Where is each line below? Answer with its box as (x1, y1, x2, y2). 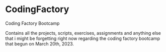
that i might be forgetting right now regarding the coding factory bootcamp (5, 35, 160, 41)
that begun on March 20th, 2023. (5, 40, 74, 46)
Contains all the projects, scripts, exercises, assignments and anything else (5, 30, 161, 36)
